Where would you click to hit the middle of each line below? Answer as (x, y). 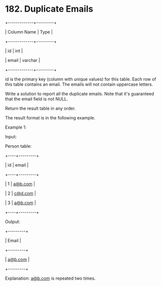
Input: (11, 136)
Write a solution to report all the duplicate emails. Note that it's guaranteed (80, 94)
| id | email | (17, 165)
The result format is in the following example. (50, 117)
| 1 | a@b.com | (20, 184)
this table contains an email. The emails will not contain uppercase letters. (79, 84)
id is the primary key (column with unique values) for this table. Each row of (81, 79)
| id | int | (14, 51)
